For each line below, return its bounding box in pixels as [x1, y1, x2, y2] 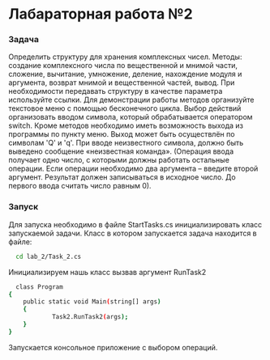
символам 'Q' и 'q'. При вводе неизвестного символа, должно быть [8, 138, 244, 148]
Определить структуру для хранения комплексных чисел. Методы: [8, 52, 242, 61]
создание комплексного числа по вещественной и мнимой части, [8, 61, 238, 70]
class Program [15, 282, 63, 291]
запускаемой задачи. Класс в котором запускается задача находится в [8, 228, 257, 238]
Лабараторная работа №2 [8, 5, 193, 23]
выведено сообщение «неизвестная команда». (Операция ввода [8, 146, 234, 156]
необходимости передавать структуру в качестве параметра [8, 87, 223, 96]
